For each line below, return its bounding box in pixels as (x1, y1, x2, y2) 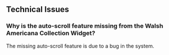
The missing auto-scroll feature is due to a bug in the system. (6, 42, 154, 49)
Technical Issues (6, 5, 69, 14)
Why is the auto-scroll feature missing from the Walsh (6, 22, 163, 30)
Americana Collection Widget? (6, 29, 96, 37)
